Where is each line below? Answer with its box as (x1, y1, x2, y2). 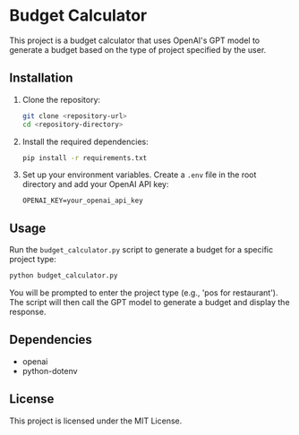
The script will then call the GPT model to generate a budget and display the (9, 297, 290, 308)
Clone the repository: (21, 94, 101, 105)
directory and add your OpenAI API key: (21, 179, 169, 190)
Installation (9, 71, 73, 86)
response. (9, 306, 47, 318)
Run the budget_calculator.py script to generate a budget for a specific (9, 244, 274, 255)
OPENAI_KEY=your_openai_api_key (21, 196, 143, 206)
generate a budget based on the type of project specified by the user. (9, 44, 267, 55)
